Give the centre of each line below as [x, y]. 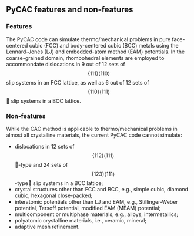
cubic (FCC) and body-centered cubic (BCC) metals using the [104, 45]
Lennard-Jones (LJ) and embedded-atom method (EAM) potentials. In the [96, 52]
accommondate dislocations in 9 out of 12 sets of [66, 64]
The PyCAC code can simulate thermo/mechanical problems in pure [88, 39]
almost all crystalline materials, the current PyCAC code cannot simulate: [94, 135]
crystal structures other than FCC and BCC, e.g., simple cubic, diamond [101, 189]
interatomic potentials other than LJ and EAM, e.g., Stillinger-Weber [96, 201]
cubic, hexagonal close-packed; [53, 195]
